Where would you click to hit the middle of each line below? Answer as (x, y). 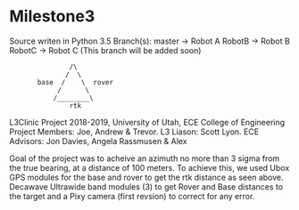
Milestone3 (52, 16)
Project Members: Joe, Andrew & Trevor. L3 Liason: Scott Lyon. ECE (134, 132)
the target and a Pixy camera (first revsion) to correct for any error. (132, 196)
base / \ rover (75, 82)
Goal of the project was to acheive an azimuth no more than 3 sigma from (145, 158)
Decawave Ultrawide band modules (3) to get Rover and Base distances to (146, 186)
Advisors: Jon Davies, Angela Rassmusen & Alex (98, 141)
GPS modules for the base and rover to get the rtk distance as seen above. (146, 177)
